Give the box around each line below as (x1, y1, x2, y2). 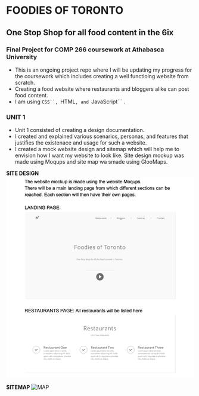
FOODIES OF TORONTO (6, 4, 124, 17)
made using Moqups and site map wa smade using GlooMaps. (14, 158, 168, 165)
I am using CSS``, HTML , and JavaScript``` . (14, 98, 126, 105)
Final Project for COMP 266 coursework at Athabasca (6, 45, 164, 54)
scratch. (14, 79, 36, 86)
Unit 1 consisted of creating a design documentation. (14, 127, 145, 134)
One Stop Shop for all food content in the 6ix (6, 27, 174, 38)
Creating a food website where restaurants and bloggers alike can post (14, 85, 189, 93)
